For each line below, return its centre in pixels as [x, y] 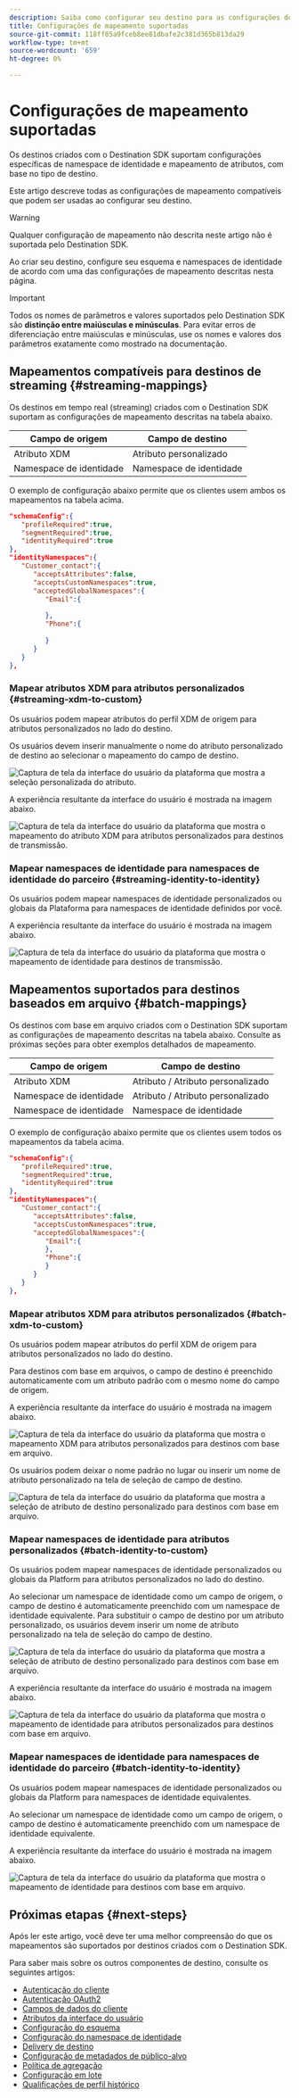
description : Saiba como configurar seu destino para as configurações [145, 17]
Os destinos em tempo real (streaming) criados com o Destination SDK [139, 407]
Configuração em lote [62, 2075]
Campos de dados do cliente [75, 2009]
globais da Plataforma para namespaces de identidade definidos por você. [146, 908]
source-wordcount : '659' [55, 51]
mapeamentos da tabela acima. [67, 1141]
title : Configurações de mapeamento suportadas [99, 26]
